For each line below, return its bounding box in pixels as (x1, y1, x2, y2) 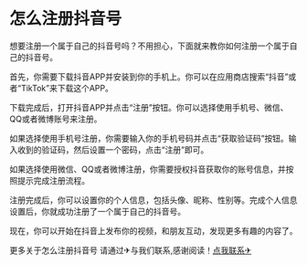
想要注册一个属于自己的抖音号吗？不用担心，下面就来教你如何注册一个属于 (9, 40, 290, 51)
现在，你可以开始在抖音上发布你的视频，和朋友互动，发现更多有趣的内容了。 (9, 225, 298, 236)
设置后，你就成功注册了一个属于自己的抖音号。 (9, 206, 185, 217)
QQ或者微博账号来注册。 (9, 113, 102, 124)
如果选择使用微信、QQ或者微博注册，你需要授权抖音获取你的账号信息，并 (9, 164, 286, 175)
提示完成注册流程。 (16, 175, 90, 185)
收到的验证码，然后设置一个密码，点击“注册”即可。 (16, 143, 209, 155)
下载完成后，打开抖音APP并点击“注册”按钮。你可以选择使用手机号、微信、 (9, 101, 289, 112)
